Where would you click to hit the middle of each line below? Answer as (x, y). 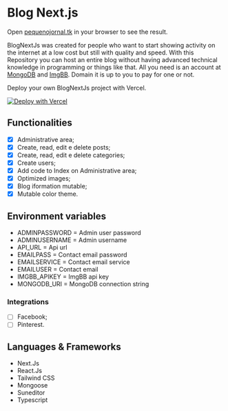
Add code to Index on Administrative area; (77, 171)
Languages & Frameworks (64, 347)
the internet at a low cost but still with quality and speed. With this (101, 52)
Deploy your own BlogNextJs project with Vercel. (77, 88)
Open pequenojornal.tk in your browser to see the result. (87, 32)
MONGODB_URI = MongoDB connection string (83, 284)
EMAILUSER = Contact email (58, 270)
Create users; (37, 163)
